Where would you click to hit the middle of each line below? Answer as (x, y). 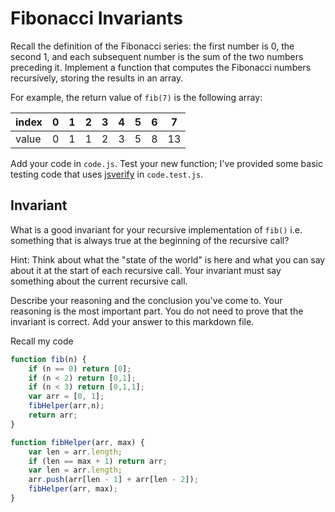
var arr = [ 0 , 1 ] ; (66, 397)
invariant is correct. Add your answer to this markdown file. (132, 321)
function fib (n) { (48, 359)
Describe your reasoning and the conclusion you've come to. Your (146, 300)
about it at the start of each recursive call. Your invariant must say (146, 270)
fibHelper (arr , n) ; (66, 406)
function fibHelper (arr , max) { (77, 442)
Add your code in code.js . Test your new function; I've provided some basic (166, 163)
